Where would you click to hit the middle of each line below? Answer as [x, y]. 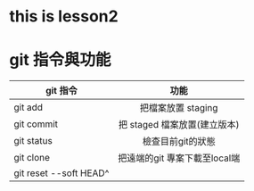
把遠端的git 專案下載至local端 [179, 158]
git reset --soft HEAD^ [61, 173]
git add [28, 107]
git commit [36, 124]
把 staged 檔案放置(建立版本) [179, 125]
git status [33, 141]
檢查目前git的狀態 [179, 142]
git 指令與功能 [60, 60]
